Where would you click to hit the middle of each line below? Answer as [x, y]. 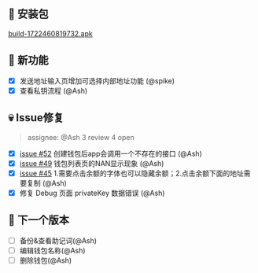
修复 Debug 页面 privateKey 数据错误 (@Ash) [92, 193]
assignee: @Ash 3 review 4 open [81, 137]
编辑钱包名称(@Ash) [52, 250]
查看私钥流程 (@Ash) [53, 90]
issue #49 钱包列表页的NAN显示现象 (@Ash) [92, 163]
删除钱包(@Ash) [46, 260]
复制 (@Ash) [46, 183]
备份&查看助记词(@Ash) [58, 240]
